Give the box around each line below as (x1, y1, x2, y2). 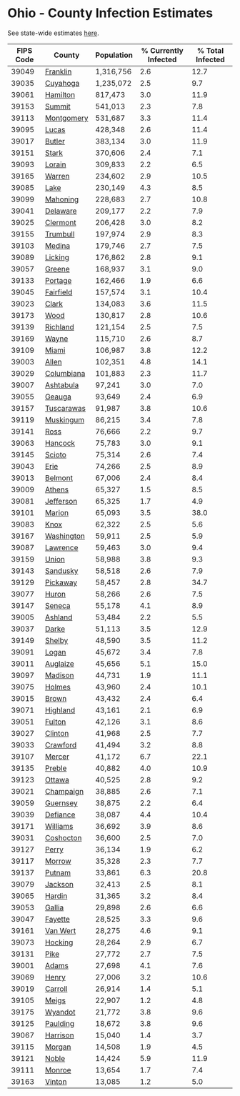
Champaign (45, 786, 84, 796)
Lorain (45, 159, 66, 169)
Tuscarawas (45, 403, 86, 413)
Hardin (45, 891, 68, 901)
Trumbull (45, 229, 75, 239)
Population (95, 50, 134, 60)
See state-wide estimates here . (7, 29, 99, 37)
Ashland (45, 612, 73, 622)
